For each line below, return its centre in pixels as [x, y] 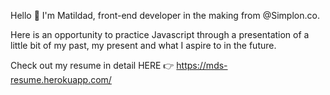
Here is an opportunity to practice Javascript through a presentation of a [160, 34]
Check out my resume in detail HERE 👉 [92, 65]
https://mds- [202, 65]
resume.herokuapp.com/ [61, 79]
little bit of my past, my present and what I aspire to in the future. [143, 45]
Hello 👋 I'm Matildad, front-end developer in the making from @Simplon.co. [165, 15]
